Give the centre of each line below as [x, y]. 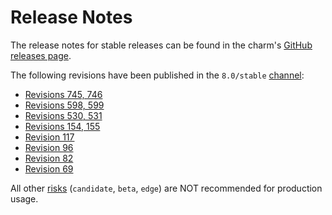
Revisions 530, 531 [63, 115]
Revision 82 [49, 158]
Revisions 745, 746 [63, 94]
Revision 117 [49, 137]
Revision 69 [49, 168]
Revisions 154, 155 [62, 126]
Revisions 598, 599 [64, 105]
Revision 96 [49, 147]
